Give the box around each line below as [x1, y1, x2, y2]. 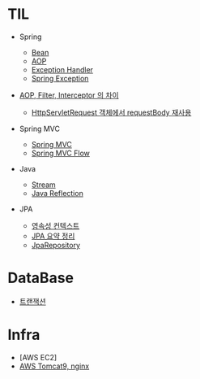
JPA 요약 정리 [31, 231, 75, 241]
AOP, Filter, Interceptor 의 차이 [19, 90, 119, 100]
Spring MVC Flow [31, 148, 90, 158]
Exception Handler [31, 64, 94, 74]
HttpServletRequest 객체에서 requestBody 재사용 [31, 107, 192, 117]
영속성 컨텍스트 [31, 220, 80, 230]
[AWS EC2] [19, 352, 57, 362]
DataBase [7, 269, 74, 287]
